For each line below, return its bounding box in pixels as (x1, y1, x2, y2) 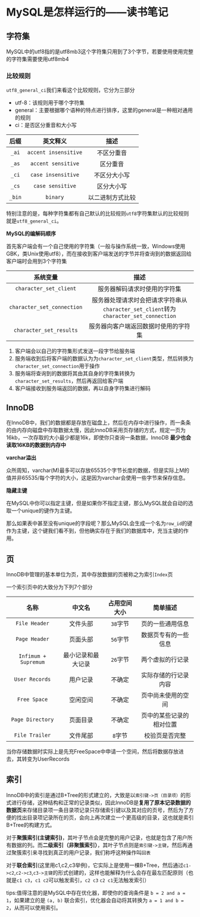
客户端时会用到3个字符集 (6, 258, 67, 265)
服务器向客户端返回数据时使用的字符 (89, 322, 190, 331)
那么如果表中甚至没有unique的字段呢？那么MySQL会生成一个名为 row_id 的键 (6, 520, 193, 527)
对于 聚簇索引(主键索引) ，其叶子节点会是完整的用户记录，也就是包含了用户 (6, 833, 187, 841)
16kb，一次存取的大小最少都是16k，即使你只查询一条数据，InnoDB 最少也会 (6, 434, 192, 441)
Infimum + (18, 653, 46, 659)
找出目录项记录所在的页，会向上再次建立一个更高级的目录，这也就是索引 (16, 814, 194, 821)
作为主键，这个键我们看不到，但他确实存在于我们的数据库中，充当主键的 (6, 527, 183, 535)
